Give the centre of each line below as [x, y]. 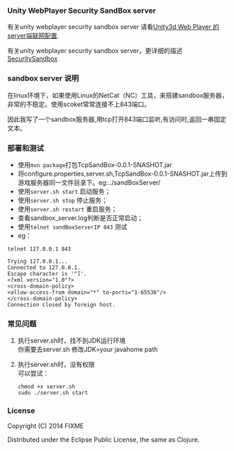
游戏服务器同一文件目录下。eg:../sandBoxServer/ [89, 182]
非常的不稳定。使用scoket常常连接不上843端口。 [79, 104]
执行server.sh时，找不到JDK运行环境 [72, 341]
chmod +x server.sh [46, 387]
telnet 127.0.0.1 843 [39, 249]
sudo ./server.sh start [53, 393]
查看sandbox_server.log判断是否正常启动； [80, 217]
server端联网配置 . [33, 36]
